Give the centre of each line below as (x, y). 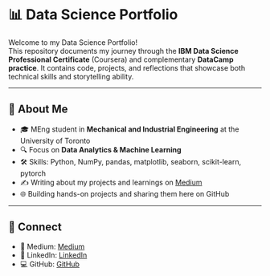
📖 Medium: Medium (52, 246)
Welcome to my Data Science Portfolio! (73, 42)
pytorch (33, 173)
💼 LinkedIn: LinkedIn (53, 255)
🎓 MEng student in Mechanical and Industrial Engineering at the (129, 129)
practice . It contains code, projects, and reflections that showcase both (127, 67)
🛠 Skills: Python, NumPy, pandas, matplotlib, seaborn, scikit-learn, (131, 161)
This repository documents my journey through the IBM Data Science (123, 51)
